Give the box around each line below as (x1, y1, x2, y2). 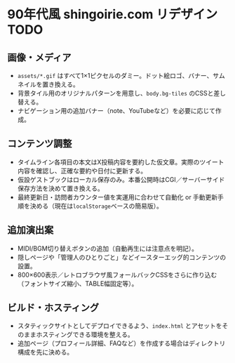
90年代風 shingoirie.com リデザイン (7, 6, 218, 22)
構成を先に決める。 (17, 348, 74, 357)
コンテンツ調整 (7, 138, 72, 150)
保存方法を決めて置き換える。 (17, 184, 104, 192)
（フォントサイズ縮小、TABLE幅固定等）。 (17, 279, 138, 288)
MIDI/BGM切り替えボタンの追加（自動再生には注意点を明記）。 (17, 244, 199, 253)
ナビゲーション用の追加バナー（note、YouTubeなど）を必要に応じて (17, 107, 216, 114)
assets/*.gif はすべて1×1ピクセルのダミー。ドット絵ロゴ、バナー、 (17, 72, 213, 79)
